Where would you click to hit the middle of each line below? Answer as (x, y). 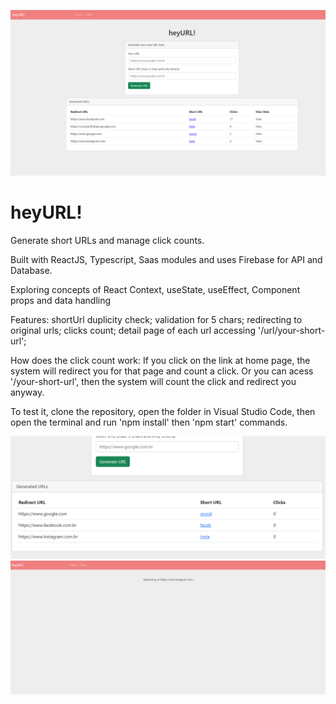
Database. (31, 270)
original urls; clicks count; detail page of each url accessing (133, 330)
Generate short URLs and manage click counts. (107, 240)
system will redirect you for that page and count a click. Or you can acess (162, 371)
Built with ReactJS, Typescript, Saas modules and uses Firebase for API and (166, 259)
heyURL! (46, 212)
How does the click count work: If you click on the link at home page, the (160, 360)
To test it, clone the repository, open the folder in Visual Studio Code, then (163, 411)
